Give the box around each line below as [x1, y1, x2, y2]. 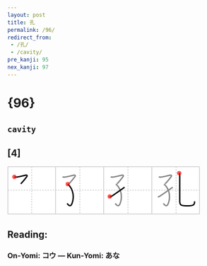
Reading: [7, 229, 48, 241]
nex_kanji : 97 [7, 64, 49, 71]
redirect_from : [7, 34, 52, 41]
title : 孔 [7, 18, 35, 26]
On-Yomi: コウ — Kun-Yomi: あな [7, 251, 120, 261]
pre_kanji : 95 [7, 57, 49, 64]
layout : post [7, 11, 46, 18]
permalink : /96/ [7, 26, 55, 33]
